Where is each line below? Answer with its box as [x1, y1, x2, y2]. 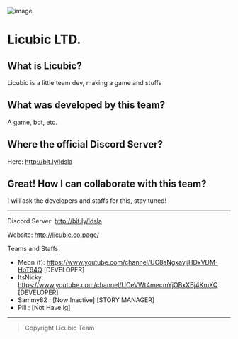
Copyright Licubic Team [24, 323, 95, 333]
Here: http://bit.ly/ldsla [7, 157, 73, 166]
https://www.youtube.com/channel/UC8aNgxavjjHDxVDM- [46, 258, 218, 267]
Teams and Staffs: [7, 245, 60, 253]
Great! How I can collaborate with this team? [7, 178, 207, 190]
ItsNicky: [17, 273, 44, 282]
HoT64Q [17, 266, 42, 274]
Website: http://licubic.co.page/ [7, 230, 100, 239]
